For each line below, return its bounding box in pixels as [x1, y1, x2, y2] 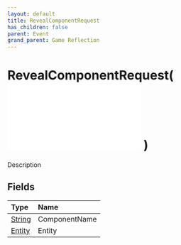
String [11, 214, 31, 224]
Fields [7, 181, 35, 193]
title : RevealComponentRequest [7, 17, 100, 24]
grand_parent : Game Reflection [7, 37, 100, 44]
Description [7, 160, 41, 169]
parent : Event [7, 30, 50, 38]
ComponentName [38, 214, 97, 224]
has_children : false [7, 23, 69, 31]
